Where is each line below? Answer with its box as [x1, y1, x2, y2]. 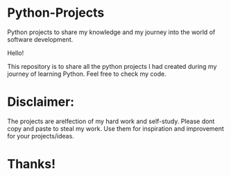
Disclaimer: [7, 94, 75, 110]
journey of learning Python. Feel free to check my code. [7, 70, 166, 78]
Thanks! [7, 157, 56, 172]
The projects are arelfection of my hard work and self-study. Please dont [7, 117, 215, 125]
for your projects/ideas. [7, 131, 74, 140]
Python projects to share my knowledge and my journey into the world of [7, 28, 216, 36]
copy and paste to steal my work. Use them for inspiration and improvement [7, 124, 224, 133]
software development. [7, 35, 74, 43]
